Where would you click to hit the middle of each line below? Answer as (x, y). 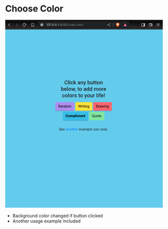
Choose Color (34, 9)
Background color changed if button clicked (58, 216)
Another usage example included (46, 221)
